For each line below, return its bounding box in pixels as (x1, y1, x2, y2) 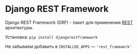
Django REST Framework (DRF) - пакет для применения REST (5, 19, 133, 25)
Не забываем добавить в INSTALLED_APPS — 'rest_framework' (5, 43, 132, 49)
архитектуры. (5, 24, 34, 30)
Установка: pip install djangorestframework (5, 34, 98, 40)
